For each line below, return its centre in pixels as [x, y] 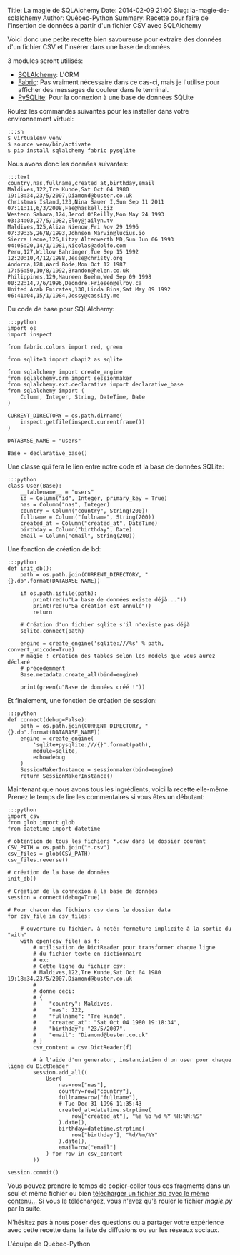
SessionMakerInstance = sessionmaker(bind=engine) [97, 770]
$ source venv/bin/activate [49, 144]
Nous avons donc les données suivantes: [68, 164]
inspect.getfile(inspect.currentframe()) [82, 422]
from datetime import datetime [54, 829]
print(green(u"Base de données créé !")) [82, 687]
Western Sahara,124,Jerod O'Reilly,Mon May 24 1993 [86, 214]
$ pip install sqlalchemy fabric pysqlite [71, 151]
